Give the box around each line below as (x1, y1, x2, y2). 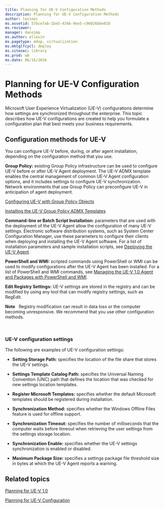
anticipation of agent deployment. (5, 189, 73, 195)
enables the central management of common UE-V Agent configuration (5, 173, 149, 179)
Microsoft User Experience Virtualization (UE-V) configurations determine (5, 105, 154, 111)
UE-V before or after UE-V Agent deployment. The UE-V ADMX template (5, 168, 151, 174)
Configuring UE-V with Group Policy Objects (5, 198, 94, 204)
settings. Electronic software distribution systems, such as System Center (5, 228, 154, 234)
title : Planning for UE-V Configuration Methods (5, 7, 106, 12)
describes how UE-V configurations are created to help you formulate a (5, 116, 149, 122)
